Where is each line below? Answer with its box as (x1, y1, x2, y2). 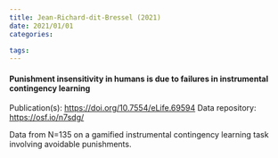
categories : (9, 29, 53, 38)
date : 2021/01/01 (9, 21, 74, 30)
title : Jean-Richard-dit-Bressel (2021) (9, 12, 162, 22)
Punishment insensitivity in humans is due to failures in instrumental (9, 73, 269, 84)
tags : (9, 46, 29, 54)
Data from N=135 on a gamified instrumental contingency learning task (9, 129, 269, 140)
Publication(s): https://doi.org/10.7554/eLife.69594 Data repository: (9, 103, 257, 113)
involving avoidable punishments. (9, 139, 132, 150)
